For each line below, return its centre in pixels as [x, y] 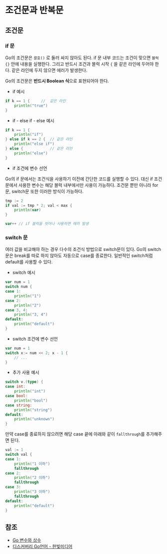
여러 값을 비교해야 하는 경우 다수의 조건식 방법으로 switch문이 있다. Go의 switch [83, 249]
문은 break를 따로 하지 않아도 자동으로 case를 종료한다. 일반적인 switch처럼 [79, 255]
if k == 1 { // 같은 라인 [36, 101]
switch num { [19, 287]
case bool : [16, 396]
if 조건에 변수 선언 [30, 168]
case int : [15, 387]
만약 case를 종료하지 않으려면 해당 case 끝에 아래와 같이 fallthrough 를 [75, 434]
